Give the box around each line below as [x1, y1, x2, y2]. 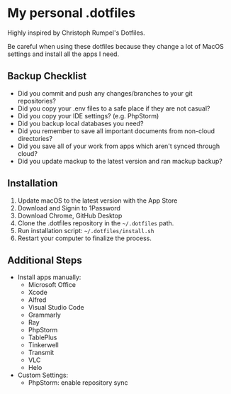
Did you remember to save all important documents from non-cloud [17, 126, 215, 135]
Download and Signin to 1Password [17, 203, 120, 212]
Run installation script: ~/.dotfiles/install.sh [17, 226, 154, 235]
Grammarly [28, 310, 62, 320]
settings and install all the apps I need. [7, 50, 119, 58]
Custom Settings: [17, 371, 69, 380]
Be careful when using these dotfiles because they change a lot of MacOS [7, 42, 225, 50]
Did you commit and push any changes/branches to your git [17, 89, 193, 97]
